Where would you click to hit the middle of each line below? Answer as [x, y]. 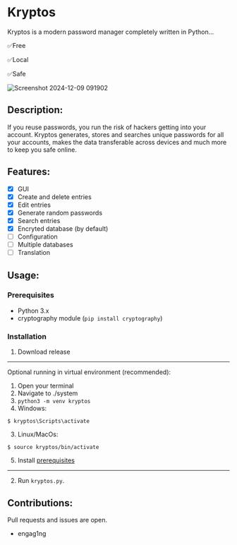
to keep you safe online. [42, 150]
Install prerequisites [46, 460]
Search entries [39, 220]
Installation [27, 336]
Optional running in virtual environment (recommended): [89, 372]
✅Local [18, 59]
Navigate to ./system [48, 393]
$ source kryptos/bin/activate [53, 448]
